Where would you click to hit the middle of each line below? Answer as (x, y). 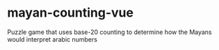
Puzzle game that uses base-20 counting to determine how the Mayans (109, 32)
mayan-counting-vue (71, 13)
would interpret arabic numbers (52, 39)
